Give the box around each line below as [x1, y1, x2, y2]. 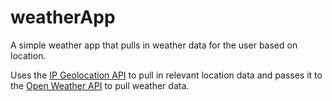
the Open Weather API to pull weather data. [10, 79, 190, 91]
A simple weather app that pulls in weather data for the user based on [10, 39, 298, 51]
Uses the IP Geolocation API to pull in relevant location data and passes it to [10, 69, 323, 81]
